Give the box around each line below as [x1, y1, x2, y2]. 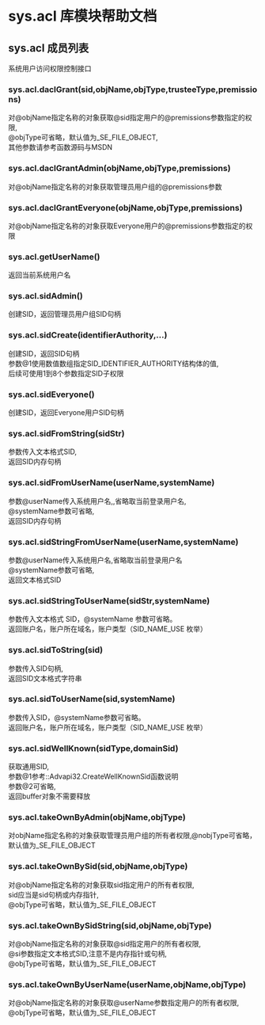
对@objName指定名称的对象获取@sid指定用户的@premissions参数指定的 [8, 112, 245, 123]
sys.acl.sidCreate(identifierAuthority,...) [8, 330, 168, 341]
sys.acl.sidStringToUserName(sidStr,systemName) [8, 595, 210, 606]
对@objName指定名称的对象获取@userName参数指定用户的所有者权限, [8, 998, 240, 1008]
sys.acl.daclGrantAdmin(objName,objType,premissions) [8, 163, 231, 174]
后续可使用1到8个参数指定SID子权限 [8, 368, 124, 378]
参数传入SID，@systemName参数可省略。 [8, 712, 146, 722]
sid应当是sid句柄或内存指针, [8, 890, 99, 899]
